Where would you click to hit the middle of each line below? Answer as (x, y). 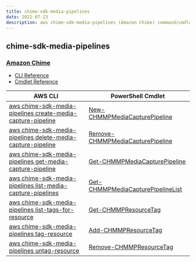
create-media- (56, 113)
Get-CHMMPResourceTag (125, 210)
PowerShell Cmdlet (138, 96)
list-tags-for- (55, 210)
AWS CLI (46, 96)
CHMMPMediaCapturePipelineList (135, 189)
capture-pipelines (34, 193)
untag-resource (57, 251)
